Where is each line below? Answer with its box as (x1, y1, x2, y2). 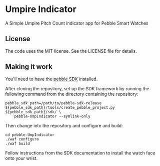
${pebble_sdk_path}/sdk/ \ (5, 109, 61, 114)
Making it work (5, 63, 52, 71)
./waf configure (5, 136, 39, 141)
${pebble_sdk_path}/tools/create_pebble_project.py (5, 105, 115, 110)
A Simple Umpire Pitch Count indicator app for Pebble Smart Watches (5, 20, 148, 26)
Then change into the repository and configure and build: (5, 122, 123, 128)
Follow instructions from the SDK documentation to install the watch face (5, 149, 155, 156)
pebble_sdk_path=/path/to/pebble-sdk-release (5, 100, 101, 106)
